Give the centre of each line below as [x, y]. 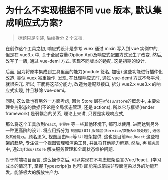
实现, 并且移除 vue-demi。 [41, 90]
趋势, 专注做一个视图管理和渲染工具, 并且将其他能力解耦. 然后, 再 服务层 [87, 143]
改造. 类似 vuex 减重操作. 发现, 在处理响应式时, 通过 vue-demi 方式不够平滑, [83, 78]
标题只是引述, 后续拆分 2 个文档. [51, 38]
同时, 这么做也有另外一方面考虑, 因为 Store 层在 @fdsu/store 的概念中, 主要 [81, 101]
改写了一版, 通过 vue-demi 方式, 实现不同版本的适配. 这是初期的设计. [76, 61]
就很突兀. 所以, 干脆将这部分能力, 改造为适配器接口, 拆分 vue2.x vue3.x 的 [81, 84]
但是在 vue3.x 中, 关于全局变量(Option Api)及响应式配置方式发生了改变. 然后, [84, 54]
